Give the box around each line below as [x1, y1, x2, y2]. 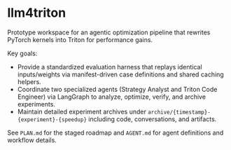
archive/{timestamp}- [148, 109, 211, 116]
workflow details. [7, 135, 57, 144]
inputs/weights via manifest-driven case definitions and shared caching [17, 70, 224, 79]
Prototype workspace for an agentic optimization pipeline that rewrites [7, 28, 211, 36]
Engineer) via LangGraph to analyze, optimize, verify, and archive [17, 93, 206, 101]
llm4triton [7, 5, 66, 21]
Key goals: [7, 49, 38, 57]
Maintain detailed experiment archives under [17, 107, 147, 116]
